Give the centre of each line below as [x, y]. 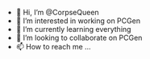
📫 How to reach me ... [53, 47]
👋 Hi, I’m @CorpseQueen [57, 12]
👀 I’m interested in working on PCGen [78, 21]
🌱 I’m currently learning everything [73, 29]
